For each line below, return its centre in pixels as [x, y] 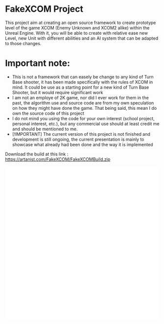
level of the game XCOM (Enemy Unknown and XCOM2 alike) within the [77, 27]
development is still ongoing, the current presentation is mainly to [78, 139]
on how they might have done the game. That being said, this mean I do [84, 108]
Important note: [37, 63]
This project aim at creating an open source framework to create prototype [81, 23]
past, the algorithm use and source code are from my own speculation [83, 103]
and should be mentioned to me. [45, 129]
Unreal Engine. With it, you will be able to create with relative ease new [77, 33]
